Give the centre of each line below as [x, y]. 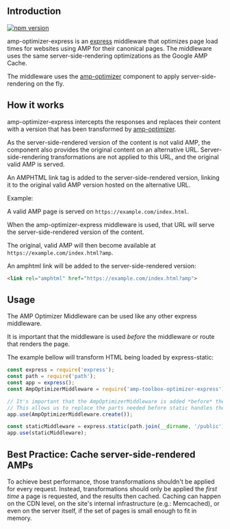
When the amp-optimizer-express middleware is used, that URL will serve [111, 224]
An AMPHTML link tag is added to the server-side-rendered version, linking [114, 177]
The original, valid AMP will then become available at [81, 245]
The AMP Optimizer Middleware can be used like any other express [102, 316]
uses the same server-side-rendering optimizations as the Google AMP [107, 56]
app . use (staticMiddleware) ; [47, 433]
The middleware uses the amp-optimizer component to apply [93, 76]
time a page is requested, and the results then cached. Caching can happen [114, 496]
